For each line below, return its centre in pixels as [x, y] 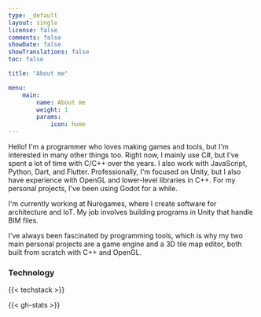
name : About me [61, 102]
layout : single [33, 23]
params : [49, 117]
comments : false [35, 37]
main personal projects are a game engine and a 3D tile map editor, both [125, 244]
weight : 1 [52, 110]
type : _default [33, 15]
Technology [31, 272]
